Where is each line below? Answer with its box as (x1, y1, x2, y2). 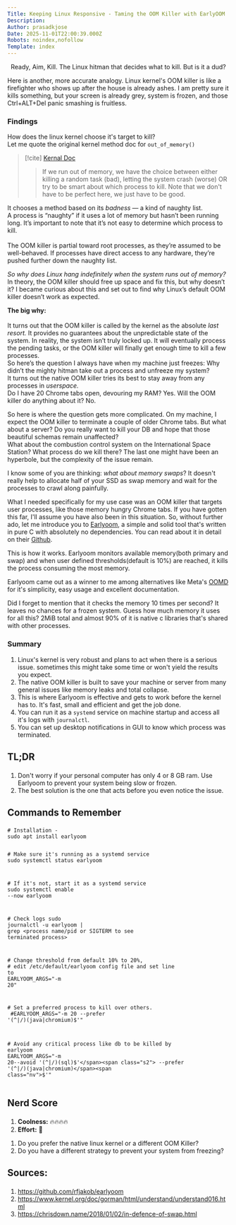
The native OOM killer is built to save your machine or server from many (17, 678, 227, 686)
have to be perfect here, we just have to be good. (42, 190, 185, 199)
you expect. (17, 670, 52, 679)
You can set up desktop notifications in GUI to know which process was (17, 723, 226, 731)
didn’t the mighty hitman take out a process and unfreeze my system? (7, 366, 210, 375)
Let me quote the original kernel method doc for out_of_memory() (7, 140, 195, 149)
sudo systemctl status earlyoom (7, 857, 102, 864)
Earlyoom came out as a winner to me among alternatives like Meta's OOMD (7, 578, 229, 586)
